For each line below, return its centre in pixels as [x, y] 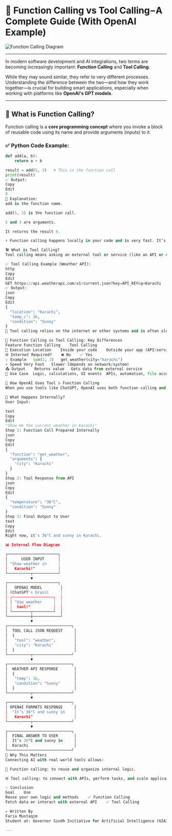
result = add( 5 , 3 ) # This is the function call [60, 170]
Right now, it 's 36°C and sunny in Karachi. [53, 536]
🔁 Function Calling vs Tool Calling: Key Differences [64, 341]
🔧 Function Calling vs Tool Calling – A [84, 11]
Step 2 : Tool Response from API [40, 478]
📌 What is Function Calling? [50, 114]
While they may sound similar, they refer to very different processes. [77, 77]
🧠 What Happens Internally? [35, 397]
